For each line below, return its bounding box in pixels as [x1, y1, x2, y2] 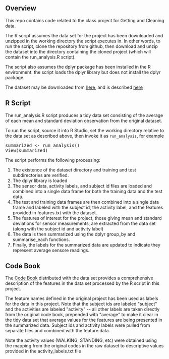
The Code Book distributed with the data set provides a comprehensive [5, 275, 154, 281]
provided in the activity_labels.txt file [5, 348, 82, 354]
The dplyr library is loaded [12, 177, 68, 184]
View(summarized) [5, 147, 48, 153]
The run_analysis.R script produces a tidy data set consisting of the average [5, 112, 163, 118]
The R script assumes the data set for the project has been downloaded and [5, 32, 163, 38]
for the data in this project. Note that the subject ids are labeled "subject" [5, 301, 157, 307]
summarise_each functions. [12, 236, 70, 243]
